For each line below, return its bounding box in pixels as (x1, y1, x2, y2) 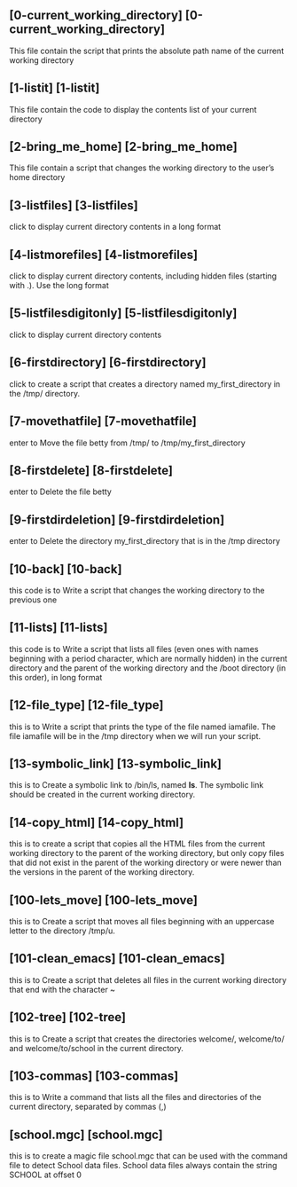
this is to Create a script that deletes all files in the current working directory (9, 974, 287, 985)
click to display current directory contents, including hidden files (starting (9, 271, 277, 281)
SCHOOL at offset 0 (9, 1169, 82, 1180)
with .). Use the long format (9, 280, 109, 291)
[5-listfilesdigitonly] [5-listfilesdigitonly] (9, 306, 238, 321)
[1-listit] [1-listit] (9, 81, 100, 96)
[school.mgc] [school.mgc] (9, 1127, 163, 1142)
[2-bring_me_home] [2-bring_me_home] (9, 139, 238, 154)
